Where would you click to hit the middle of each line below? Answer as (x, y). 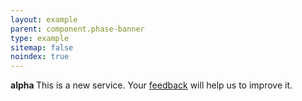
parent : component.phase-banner (77, 29)
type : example (40, 38)
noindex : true (40, 57)
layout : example (44, 19)
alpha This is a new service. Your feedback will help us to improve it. (151, 85)
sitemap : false (42, 47)
